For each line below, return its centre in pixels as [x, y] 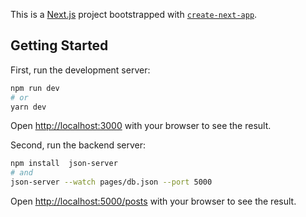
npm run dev [35, 88]
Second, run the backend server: [78, 145]
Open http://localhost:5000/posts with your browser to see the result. [153, 201]
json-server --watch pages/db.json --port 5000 [111, 182]
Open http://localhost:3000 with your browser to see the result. [141, 126]
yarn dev [28, 107]
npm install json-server [64, 164]
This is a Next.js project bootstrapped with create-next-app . [134, 14]
